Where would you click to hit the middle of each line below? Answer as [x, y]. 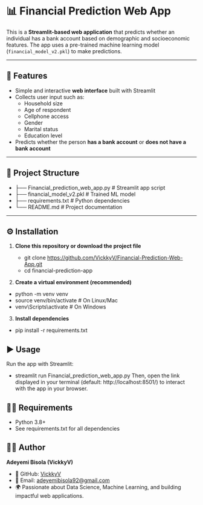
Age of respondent [47, 109]
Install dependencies [42, 319]
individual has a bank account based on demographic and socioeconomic [98, 38]
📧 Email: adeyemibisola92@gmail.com [62, 480]
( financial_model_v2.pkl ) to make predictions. [64, 51]
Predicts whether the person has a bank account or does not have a [100, 142]
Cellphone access [47, 116]
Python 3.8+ [31, 422]
